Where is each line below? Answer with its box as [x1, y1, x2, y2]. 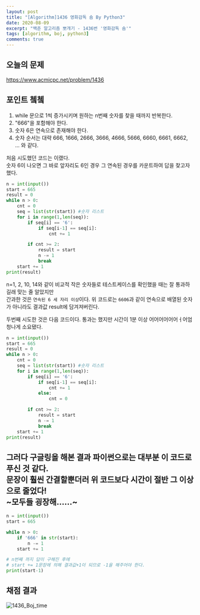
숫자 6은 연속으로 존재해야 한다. [14, 126, 88, 134]
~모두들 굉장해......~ [6, 497, 78, 507]
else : [37, 391, 52, 397]
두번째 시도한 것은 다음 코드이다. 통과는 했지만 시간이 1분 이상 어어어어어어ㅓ [6, 316, 183, 323]
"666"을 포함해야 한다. [14, 119, 68, 126]
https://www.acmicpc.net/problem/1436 [6, 76, 104, 83]
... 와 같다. [14, 141, 39, 149]
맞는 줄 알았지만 [17, 288, 54, 295]
